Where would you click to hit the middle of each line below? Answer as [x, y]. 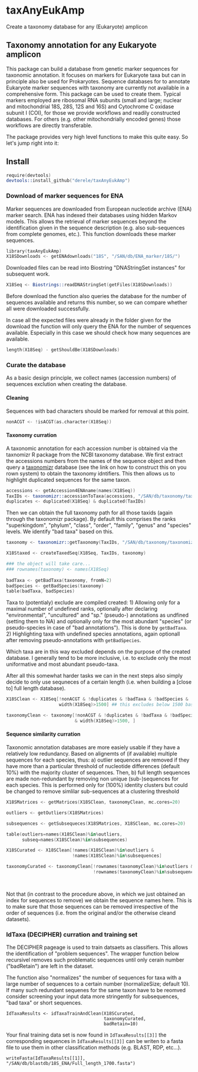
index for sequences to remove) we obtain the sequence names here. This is [99, 900]
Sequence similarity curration [43, 734]
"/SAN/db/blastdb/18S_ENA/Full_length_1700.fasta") [71, 1064]
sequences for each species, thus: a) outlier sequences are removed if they [98, 760]
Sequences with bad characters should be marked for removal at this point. [98, 411]
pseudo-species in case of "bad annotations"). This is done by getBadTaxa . [97, 628]
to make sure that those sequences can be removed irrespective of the [92, 906]
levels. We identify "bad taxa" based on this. [60, 532]
